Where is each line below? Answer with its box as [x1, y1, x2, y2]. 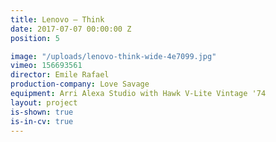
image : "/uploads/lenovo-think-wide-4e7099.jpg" [10, 51, 217, 61]
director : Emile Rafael [10, 70, 110, 80]
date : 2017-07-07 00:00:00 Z [10, 24, 132, 34]
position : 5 [10, 33, 60, 43]
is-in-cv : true [10, 116, 74, 126]
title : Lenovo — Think [10, 14, 105, 25]
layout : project [10, 97, 78, 108]
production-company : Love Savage [10, 79, 150, 90]
